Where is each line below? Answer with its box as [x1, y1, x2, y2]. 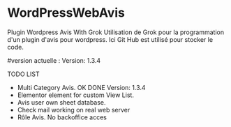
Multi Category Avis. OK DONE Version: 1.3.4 [17, 83, 146, 91]
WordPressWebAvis [7, 5, 126, 21]
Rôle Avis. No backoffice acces [17, 113, 107, 121]
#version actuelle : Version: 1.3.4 [7, 56, 101, 64]
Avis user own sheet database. [17, 98, 106, 106]
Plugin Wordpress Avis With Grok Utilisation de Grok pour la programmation [7, 28, 225, 36]
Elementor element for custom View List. [17, 91, 135, 99]
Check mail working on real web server [17, 105, 131, 114]
